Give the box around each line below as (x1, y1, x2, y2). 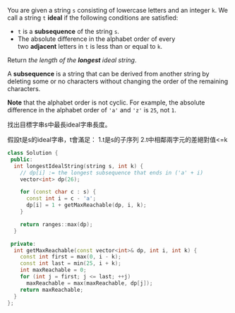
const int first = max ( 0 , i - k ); (20, 254, 121, 261)
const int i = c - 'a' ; (25, 195, 97, 202)
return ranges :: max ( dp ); (20, 220, 93, 228)
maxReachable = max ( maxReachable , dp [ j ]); (25, 279, 153, 287)
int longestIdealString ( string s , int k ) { (13, 163, 143, 170)
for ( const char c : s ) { (20, 189, 97, 196)
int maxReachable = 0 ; (20, 266, 87, 274)
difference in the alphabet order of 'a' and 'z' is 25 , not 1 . (7, 106, 176, 114)
